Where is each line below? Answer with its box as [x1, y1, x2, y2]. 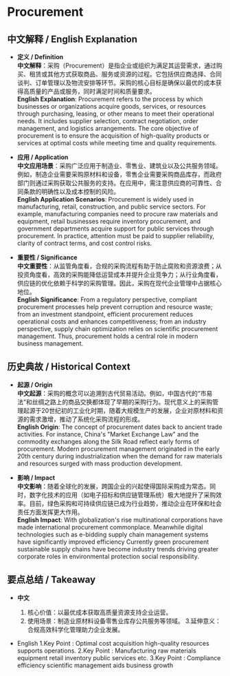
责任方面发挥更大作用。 [16, 507, 84, 516]
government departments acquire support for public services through [16, 224, 214, 233]
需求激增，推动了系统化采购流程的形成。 [29, 414, 144, 423]
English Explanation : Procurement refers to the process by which [16, 95, 203, 103]
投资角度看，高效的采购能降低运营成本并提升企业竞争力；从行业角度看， [16, 271, 222, 279]
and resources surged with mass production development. [16, 459, 183, 467]
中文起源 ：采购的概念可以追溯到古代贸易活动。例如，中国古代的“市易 [16, 389, 213, 397]
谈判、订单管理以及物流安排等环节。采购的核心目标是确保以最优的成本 [16, 78, 216, 87]
